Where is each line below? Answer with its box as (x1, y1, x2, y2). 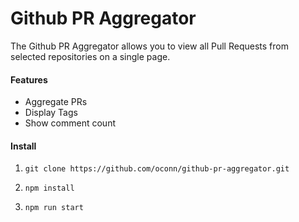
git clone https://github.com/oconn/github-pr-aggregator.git (24, 164, 290, 174)
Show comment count (24, 117, 116, 129)
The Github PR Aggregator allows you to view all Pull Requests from (10, 40, 289, 52)
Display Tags (24, 107, 78, 119)
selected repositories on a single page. (10, 50, 171, 62)
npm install (24, 183, 75, 194)
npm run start (24, 203, 84, 213)
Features (10, 73, 48, 86)
